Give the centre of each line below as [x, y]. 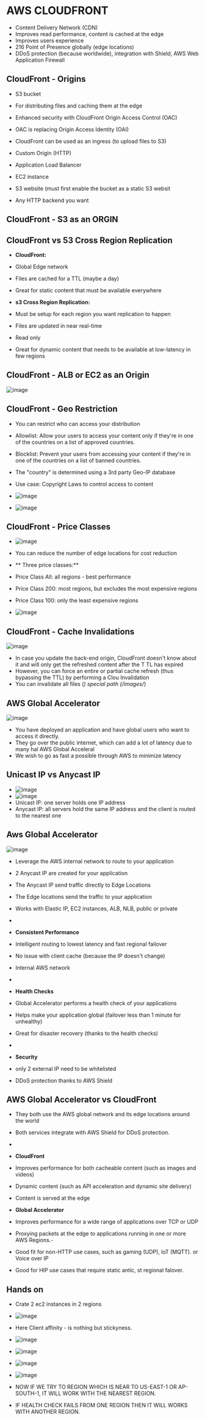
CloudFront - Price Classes [59, 526]
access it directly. [37, 737]
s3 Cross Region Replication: [52, 302]
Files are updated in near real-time [59, 326]
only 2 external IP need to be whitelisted [66, 1069]
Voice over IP [32, 1258]
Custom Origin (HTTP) [43, 153]
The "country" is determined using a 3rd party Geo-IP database [95, 472]
